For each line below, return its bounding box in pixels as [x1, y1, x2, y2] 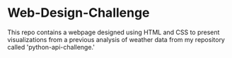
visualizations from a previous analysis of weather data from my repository [7, 35, 225, 43]
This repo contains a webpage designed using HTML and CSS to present [7, 28, 220, 36]
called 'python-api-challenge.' [7, 43, 95, 51]
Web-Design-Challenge [7, 5, 150, 21]
